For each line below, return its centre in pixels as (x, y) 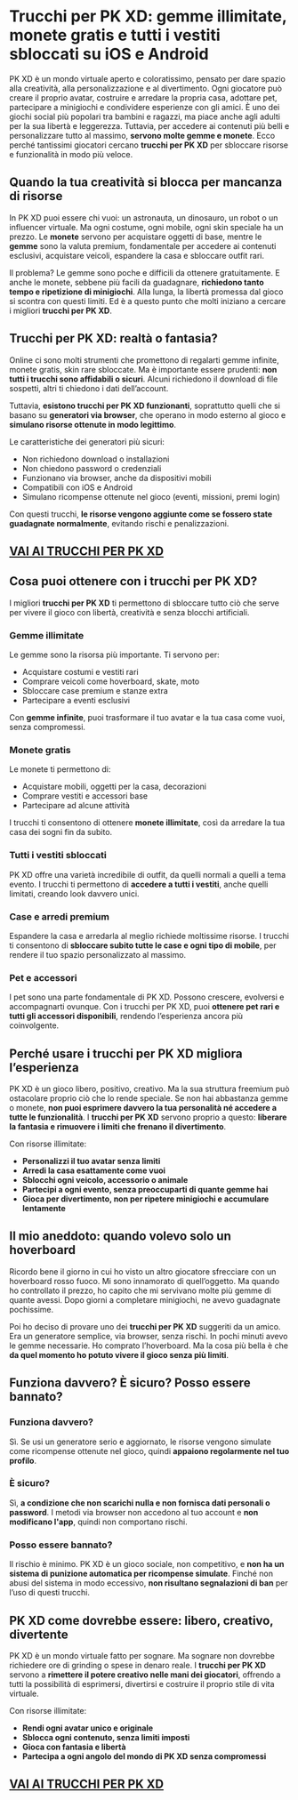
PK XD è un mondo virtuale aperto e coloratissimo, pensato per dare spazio (148, 78)
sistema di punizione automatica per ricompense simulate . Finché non (141, 1574)
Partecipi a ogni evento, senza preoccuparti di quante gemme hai (145, 1190)
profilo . (23, 1460)
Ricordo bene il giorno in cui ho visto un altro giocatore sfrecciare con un (143, 1271)
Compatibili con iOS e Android (77, 487)
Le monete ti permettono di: (60, 769)
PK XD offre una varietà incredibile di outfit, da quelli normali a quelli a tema (148, 874)
